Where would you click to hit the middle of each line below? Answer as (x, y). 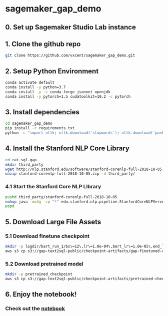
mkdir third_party (24, 164)
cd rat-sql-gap (21, 160)
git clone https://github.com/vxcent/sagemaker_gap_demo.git (70, 55)
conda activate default (30, 83)
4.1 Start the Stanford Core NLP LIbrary (53, 187)
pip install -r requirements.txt (40, 128)
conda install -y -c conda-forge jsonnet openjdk (58, 92)
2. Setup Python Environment (52, 71)
